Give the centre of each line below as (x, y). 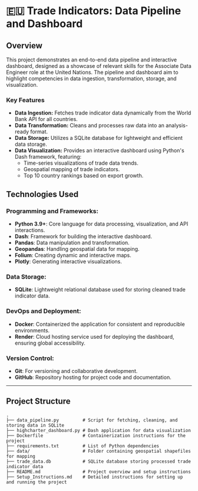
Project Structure (38, 402)
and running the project (37, 482)
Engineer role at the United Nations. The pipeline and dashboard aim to (92, 72)
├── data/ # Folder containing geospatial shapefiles (99, 451)
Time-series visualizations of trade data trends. (81, 163)
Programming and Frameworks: (52, 211)
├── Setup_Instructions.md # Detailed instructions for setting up (95, 477)
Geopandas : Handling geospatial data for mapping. (77, 248)
